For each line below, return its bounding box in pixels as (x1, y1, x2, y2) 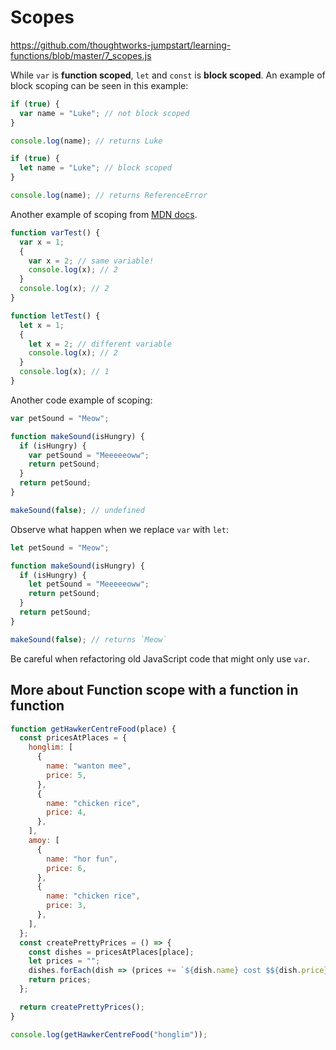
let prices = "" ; (28, 956, 101, 966)
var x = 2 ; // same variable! (28, 256, 155, 266)
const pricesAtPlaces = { (19, 733, 128, 743)
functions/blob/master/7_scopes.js (10, 49, 152, 61)
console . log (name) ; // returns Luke (10, 136, 163, 146)
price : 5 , (46, 770, 87, 780)
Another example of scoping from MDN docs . (10, 208, 198, 220)
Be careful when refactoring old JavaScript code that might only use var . (10, 652, 310, 665)
